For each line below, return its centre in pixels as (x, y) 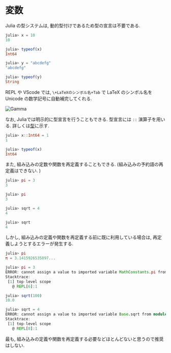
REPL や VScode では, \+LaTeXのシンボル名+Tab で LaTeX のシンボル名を (79, 92)
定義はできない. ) (23, 171)
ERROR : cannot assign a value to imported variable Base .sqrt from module (86, 314)
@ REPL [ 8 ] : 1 (25, 329)
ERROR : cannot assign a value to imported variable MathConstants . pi (81, 272)
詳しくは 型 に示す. (31, 125)
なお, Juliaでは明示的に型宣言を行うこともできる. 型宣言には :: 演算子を (81, 119)
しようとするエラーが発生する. (41, 244)
